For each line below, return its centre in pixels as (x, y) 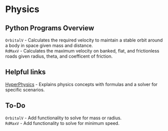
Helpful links (26, 72)
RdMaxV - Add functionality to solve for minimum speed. (62, 123)
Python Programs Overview (50, 28)
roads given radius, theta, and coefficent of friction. (59, 56)
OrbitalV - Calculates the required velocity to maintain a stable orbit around (84, 40)
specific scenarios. (25, 90)
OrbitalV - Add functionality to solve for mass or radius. (64, 118)
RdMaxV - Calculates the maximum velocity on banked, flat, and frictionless (82, 51)
